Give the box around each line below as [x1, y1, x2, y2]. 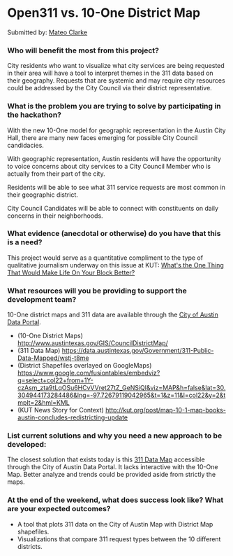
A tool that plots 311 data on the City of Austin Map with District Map [17, 520, 213, 528]
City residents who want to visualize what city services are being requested [7, 62, 225, 70]
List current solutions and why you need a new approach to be [7, 431, 223, 440]
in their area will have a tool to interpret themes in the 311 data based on [7, 69, 214, 78]
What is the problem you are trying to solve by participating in [7, 102, 221, 111]
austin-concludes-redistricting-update [17, 413, 128, 422]
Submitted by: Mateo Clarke [7, 28, 88, 36]
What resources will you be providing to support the [7, 286, 187, 296]
